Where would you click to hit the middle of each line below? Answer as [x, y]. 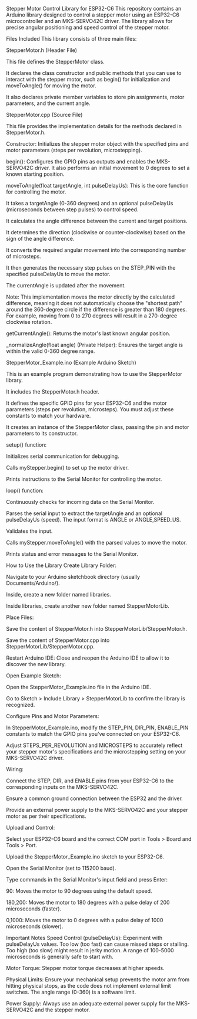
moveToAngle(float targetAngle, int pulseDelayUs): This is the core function [98, 186]
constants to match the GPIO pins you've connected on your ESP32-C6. [93, 734]
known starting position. [35, 174]
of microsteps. [24, 256]
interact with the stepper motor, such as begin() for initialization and [88, 79]
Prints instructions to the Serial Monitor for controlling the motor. [84, 479]
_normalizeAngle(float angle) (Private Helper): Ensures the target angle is [95, 345]
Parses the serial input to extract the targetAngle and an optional [84, 513]
